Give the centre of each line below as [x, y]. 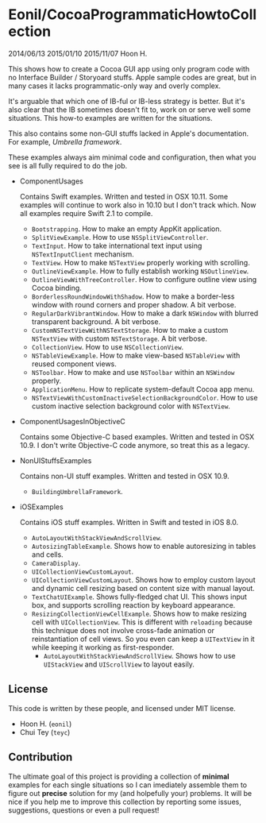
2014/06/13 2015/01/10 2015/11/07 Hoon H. [78, 53]
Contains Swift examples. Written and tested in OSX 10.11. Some [124, 196]
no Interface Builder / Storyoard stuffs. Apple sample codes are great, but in [132, 77]
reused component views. [74, 364]
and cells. [47, 554]
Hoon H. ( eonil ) [46, 724]
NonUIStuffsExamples [56, 460]
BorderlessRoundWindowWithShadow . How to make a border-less [133, 296]
